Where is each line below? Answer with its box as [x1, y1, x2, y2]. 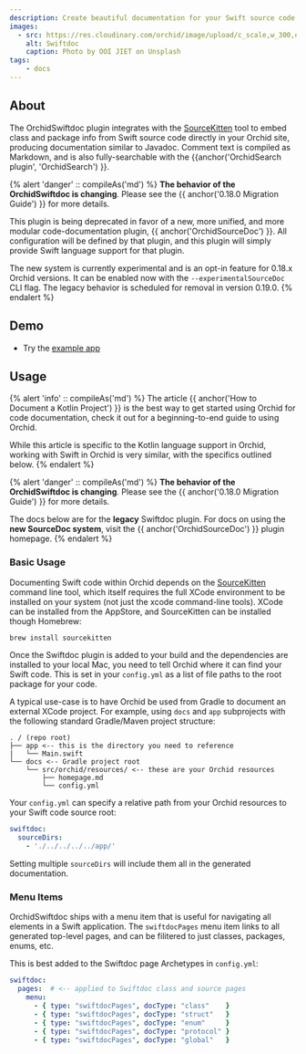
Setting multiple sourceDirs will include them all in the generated [9, 859, 251, 870]
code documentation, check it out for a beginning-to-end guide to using [9, 412, 280, 423]
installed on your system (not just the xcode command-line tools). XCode [9, 596, 284, 607]
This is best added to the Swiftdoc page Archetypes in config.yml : [9, 958, 260, 969]
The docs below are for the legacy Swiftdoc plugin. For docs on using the [9, 514, 286, 525]
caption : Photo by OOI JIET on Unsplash [25, 47, 181, 57]
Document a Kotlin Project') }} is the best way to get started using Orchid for [9, 402, 296, 413]
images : [9, 22, 39, 31]
